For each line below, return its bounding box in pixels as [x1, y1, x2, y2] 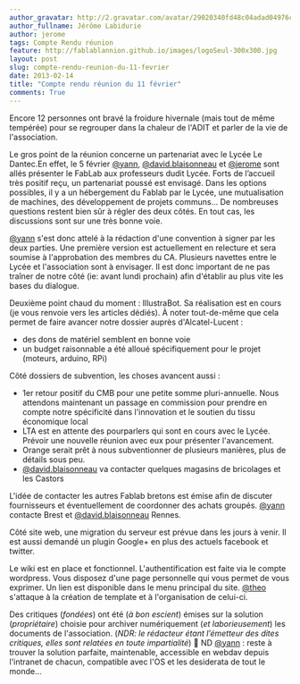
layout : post [9, 55, 58, 63]
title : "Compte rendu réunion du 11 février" [9, 80, 181, 89]
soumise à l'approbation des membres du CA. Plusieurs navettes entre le [9, 251, 277, 262]
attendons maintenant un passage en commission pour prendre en [21, 397, 268, 408]
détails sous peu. [21, 453, 86, 465]
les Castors [21, 473, 64, 484]
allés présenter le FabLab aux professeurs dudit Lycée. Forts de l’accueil [9, 167, 275, 179]
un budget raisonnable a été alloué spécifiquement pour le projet [21, 343, 262, 354]
